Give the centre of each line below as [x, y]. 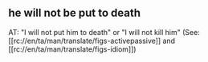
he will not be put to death [75, 13]
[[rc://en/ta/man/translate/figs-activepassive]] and [92, 41]
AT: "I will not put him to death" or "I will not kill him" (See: [104, 32]
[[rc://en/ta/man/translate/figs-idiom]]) [72, 49]
